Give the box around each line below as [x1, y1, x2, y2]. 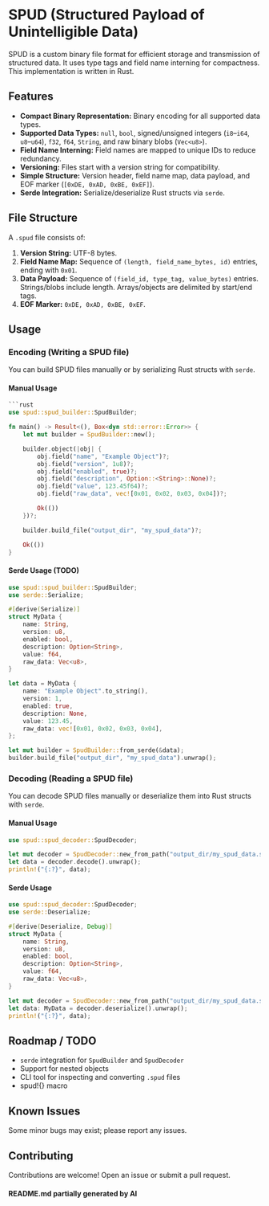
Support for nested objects [19, 1064, 110, 1073]
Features [8, 90, 54, 104]
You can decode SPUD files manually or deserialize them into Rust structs [8, 791, 252, 801]
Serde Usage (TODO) [8, 566, 80, 575]
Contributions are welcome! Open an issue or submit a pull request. [8, 1170, 231, 1179]
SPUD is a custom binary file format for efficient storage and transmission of [8, 49, 260, 59]
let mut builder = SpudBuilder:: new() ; [22, 431, 156, 439]
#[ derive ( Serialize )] [8, 605, 81, 614]
